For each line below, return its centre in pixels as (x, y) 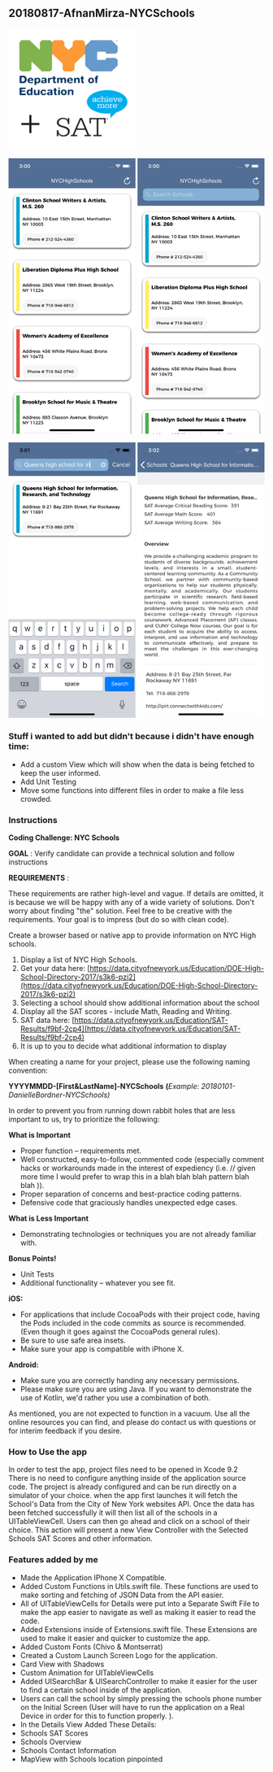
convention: (28, 1070)
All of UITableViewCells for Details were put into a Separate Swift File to (140, 1603)
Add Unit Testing (48, 782)
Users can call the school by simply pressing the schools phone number (141, 1698)
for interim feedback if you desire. (65, 1430)
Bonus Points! (32, 1258)
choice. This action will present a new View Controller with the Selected (128, 1530)
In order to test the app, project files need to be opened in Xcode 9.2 (123, 1469)
